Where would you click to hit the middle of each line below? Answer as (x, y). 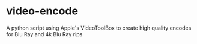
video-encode (42, 11)
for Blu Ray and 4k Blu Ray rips (44, 34)
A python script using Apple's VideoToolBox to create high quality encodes (99, 28)
